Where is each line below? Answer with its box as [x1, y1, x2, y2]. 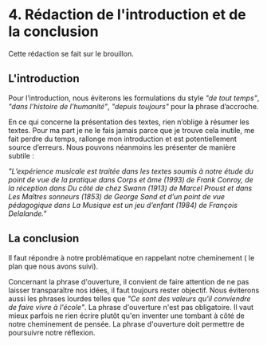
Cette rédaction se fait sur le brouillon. [8, 49, 134, 58]
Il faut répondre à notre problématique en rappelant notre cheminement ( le [8, 253, 255, 262]
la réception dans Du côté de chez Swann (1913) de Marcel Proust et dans [8, 183, 253, 193]
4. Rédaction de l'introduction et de [8, 6, 247, 24]
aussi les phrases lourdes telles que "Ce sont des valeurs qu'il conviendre [8, 293, 251, 304]
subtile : [8, 151, 34, 160]
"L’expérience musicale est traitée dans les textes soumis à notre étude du [8, 166, 253, 176]
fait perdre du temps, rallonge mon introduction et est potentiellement [8, 134, 237, 143]
